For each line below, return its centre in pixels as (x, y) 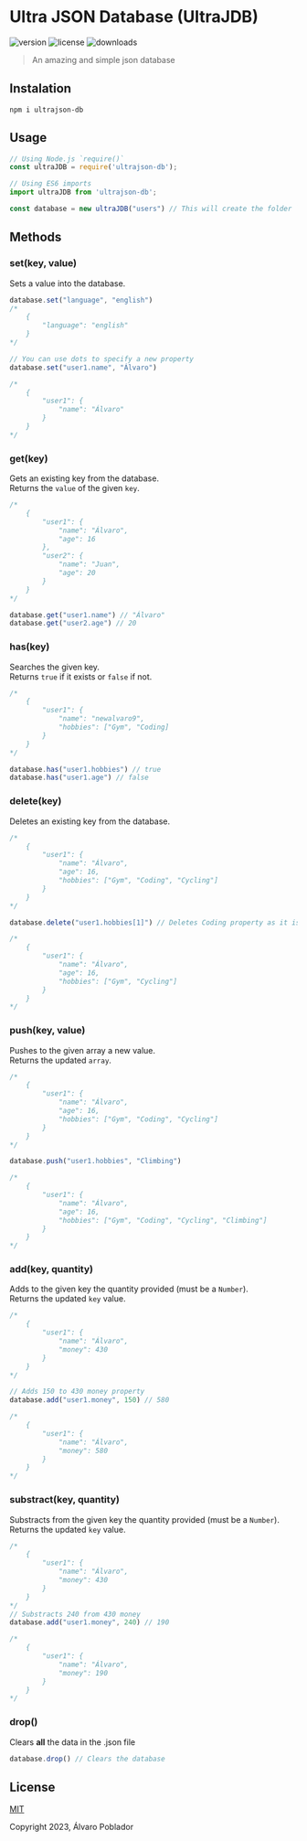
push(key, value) (48, 1031)
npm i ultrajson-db (47, 110)
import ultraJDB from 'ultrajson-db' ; (83, 193)
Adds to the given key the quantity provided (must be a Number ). (129, 1289)
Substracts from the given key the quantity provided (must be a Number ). (145, 1519)
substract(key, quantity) (65, 1500)
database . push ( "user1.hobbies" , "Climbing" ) (95, 1161)
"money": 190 (83, 1673)
